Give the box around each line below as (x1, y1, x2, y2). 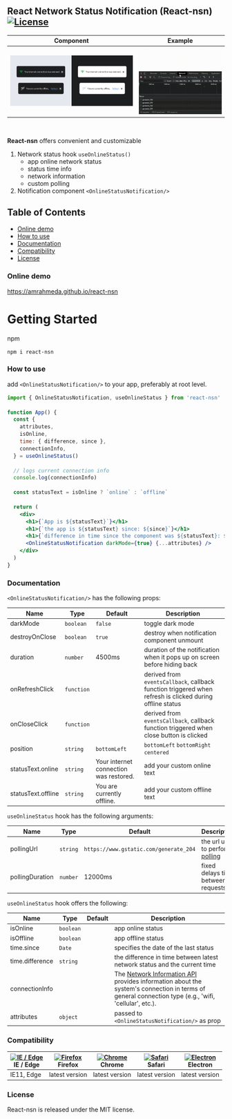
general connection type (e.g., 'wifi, (114, 992, 215, 1000)
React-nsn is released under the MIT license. (7, 1105, 135, 1113)
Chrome (99, 1060, 124, 1069)
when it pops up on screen (144, 653, 220, 662)
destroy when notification (144, 629, 217, 638)
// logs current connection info (13, 467, 110, 474)
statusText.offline (10, 789, 59, 797)
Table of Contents (7, 207, 86, 218)
